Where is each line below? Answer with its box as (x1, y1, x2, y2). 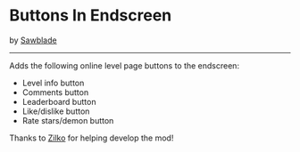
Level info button (21, 77, 85, 88)
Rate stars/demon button (21, 115, 114, 125)
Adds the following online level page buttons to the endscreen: (9, 60, 239, 71)
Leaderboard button (21, 96, 96, 107)
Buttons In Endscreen (9, 5, 172, 26)
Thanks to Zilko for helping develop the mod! (9, 132, 174, 143)
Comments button (21, 86, 89, 98)
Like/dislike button (21, 106, 90, 116)
